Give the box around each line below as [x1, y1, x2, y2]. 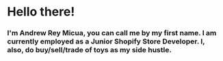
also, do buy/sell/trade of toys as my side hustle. [7, 45, 172, 55]
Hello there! [7, 4, 75, 20]
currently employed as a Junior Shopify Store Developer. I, [7, 37, 205, 46]
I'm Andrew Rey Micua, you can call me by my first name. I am [7, 28, 217, 38]
